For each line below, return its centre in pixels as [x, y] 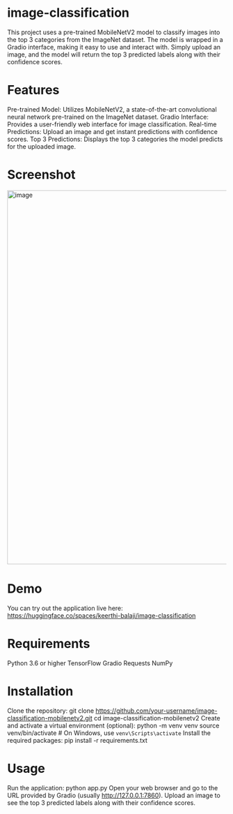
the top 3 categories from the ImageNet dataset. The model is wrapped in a [115, 39]
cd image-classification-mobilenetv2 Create [157, 718]
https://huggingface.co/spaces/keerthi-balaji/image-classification [102, 615]
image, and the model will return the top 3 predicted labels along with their [114, 54]
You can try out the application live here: [65, 608]
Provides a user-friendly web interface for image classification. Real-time [112, 124]
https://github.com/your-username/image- [156, 711]
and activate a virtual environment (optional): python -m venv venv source [113, 725]
